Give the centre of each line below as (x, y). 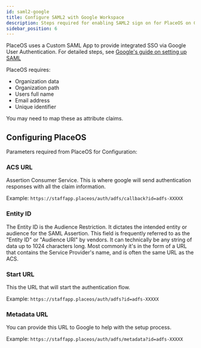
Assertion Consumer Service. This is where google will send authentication (99, 180)
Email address (32, 101)
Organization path (37, 88)
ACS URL (19, 167)
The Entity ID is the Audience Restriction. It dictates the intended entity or (97, 227)
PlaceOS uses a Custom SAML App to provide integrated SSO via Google (96, 46)
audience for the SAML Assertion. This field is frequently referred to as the (98, 233)
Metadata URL (27, 314)
